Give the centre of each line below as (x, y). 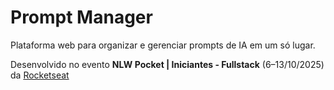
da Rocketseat (40, 75)
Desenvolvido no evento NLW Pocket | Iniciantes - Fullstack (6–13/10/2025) (167, 64)
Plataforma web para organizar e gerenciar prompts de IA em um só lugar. (163, 45)
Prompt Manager (81, 17)
